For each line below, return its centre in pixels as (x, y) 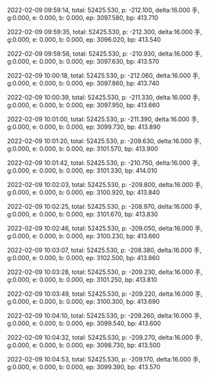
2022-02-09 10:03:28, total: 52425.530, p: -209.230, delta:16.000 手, (105, 272)
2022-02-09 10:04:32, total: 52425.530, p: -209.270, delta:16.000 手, (105, 337)
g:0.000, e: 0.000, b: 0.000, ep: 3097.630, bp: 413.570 (83, 61)
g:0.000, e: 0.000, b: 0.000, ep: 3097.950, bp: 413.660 (84, 105)
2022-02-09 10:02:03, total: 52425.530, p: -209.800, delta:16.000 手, (105, 185)
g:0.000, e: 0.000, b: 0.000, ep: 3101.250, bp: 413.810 (82, 280)
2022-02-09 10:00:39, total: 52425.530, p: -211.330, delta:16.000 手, (104, 97)
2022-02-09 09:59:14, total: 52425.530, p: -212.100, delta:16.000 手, (103, 10)
